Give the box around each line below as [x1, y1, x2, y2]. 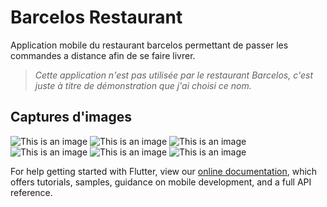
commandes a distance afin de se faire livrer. [10, 49, 196, 61]
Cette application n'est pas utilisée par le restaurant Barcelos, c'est [34, 69, 313, 81]
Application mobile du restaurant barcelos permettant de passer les [10, 39, 289, 51]
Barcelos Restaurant [10, 6, 183, 29]
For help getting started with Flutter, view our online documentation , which [10, 165, 318, 177]
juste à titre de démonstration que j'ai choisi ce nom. [34, 79, 252, 91]
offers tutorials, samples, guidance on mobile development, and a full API [10, 176, 312, 188]
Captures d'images [10, 109, 132, 126]
